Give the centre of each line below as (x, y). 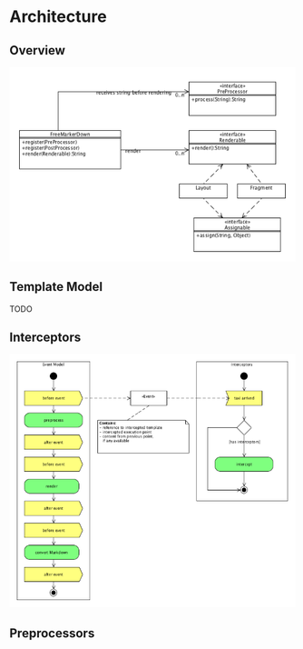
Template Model (56, 287)
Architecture (58, 17)
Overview (38, 50)
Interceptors (45, 337)
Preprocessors (52, 633)
